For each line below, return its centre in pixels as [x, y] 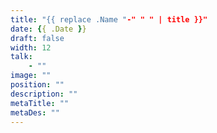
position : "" [37, 85]
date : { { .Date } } [48, 29]
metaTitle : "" [40, 103]
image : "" [31, 76]
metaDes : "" [35, 112]
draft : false [37, 38]
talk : [21, 57]
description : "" [44, 94]
